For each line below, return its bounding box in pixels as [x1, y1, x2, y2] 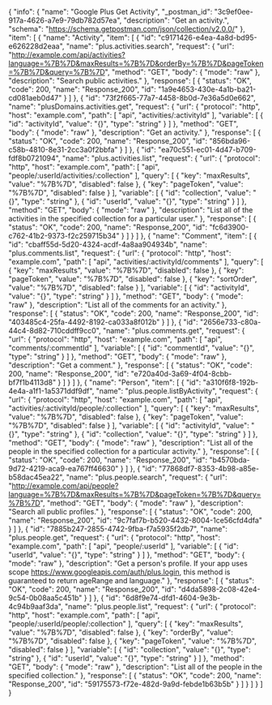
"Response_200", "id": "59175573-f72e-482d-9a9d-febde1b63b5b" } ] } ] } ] [8, 679, 263, 689]
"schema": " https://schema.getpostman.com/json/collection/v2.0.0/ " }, [8, 24, 245, 33]
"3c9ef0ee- [214, 7, 253, 16]
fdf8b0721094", [8, 153, 61, 163]
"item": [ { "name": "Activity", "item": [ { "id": [8, 32, 156, 42]
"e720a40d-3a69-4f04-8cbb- [130, 369, 232, 378]
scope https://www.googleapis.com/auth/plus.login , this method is [8, 567, 231, 577]
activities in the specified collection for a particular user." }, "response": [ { [8, 214, 257, 223]
